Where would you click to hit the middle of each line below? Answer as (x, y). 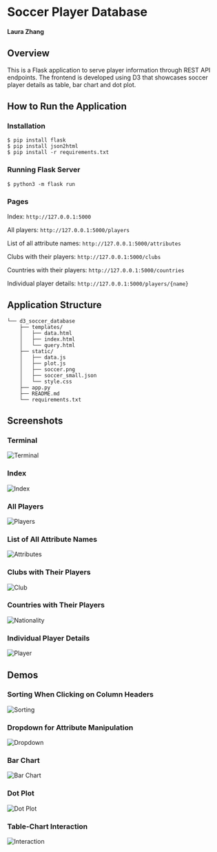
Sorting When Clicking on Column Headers (80, 694)
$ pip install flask (37, 140)
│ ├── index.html (48, 339)
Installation (27, 126)
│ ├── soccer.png (48, 369)
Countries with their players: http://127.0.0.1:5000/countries (96, 269)
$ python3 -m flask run (41, 184)
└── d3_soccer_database (41, 321)
